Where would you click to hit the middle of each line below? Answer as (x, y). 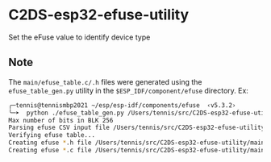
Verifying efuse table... (52, 135)
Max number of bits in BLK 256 (61, 120)
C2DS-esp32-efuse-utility (99, 15)
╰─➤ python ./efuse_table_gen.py (67, 113)
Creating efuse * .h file (50, 143)
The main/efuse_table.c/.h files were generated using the (105, 81)
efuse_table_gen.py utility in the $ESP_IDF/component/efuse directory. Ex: (128, 90)
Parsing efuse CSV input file (59, 128)
